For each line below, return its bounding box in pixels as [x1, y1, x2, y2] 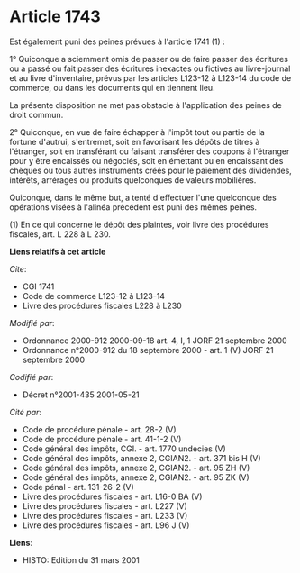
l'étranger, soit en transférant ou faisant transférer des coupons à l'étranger [9, 146, 290, 157]
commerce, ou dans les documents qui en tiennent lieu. [9, 82, 215, 93]
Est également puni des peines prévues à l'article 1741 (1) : [9, 36, 225, 47]
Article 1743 [9, 6, 101, 27]
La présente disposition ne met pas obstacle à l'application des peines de [9, 99, 282, 110]
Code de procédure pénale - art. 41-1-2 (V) [22, 433, 182, 444]
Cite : [9, 263, 27, 274]
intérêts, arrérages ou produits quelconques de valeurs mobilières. [9, 174, 257, 186]
